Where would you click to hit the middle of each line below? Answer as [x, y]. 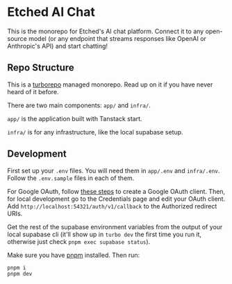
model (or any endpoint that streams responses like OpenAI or [118, 38]
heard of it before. [33, 91]
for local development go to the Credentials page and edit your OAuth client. [116, 199]
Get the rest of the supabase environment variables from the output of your [115, 227]
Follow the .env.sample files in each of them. [71, 178]
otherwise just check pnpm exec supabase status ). [79, 241]
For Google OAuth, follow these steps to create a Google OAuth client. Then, [116, 191]
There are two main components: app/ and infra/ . [79, 105]
